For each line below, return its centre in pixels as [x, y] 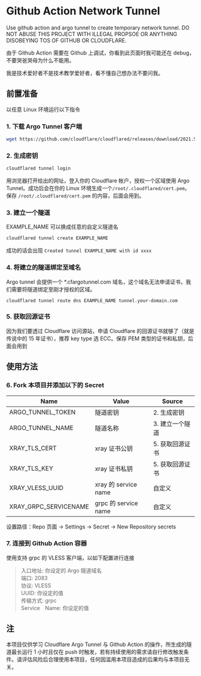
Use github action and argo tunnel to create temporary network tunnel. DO [98, 28]
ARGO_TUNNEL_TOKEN [42, 412]
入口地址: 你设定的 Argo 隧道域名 [61, 570]
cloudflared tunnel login [38, 169]
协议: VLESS [36, 585]
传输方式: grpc [39, 600]
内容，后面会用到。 [121, 196]
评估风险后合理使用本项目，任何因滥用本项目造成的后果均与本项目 [103, 659]
